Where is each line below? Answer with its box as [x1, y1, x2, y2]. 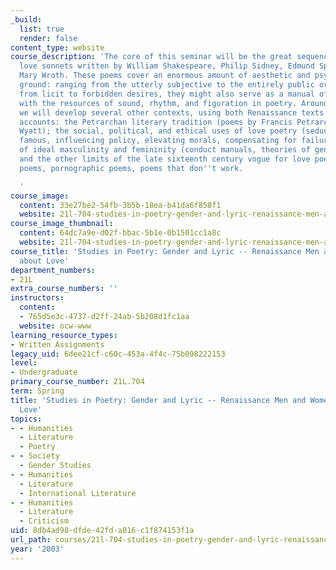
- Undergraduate [10, 367, 78, 378]
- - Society [10, 451, 60, 461]
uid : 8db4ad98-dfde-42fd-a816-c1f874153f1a [10, 526, 195, 536]
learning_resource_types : [10, 330, 118, 340]
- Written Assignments [10, 339, 105, 350]
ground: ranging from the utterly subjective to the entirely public [19, 80, 315, 90]
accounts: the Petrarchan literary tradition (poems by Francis [19, 117, 293, 127]
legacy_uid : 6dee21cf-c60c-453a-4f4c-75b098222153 [10, 349, 226, 359]
